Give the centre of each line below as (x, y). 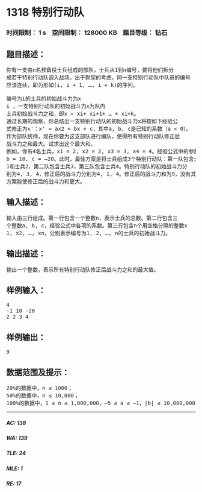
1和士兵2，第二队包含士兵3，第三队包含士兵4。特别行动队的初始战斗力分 (97, 166)
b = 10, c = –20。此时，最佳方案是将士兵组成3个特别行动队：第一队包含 (100, 159)
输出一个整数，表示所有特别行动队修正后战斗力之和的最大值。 (83, 270)
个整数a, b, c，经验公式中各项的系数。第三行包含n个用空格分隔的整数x (97, 225)
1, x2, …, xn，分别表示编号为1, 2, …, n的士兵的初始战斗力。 (89, 233)
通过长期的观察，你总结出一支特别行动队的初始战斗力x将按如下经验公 (92, 121)
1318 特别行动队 (45, 12)
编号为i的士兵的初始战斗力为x (44, 98)
